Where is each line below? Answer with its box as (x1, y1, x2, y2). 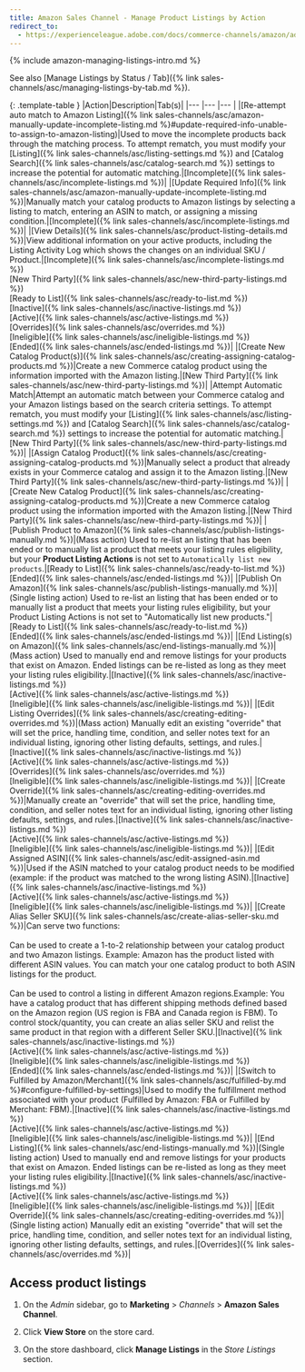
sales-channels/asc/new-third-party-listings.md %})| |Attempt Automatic (9, 380, 283, 391)
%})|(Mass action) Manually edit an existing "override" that (61, 718, 281, 729)
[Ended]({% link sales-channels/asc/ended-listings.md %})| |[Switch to (9, 1065, 277, 1077)
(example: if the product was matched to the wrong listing (9, 872, 226, 883)
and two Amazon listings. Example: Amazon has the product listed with (9, 949, 275, 960)
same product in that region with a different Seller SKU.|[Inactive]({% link (9, 1027, 283, 1038)
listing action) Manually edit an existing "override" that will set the (37, 1219, 283, 1231)
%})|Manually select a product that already (130, 457, 290, 468)
